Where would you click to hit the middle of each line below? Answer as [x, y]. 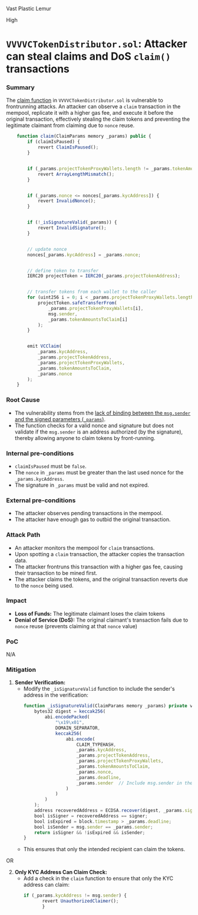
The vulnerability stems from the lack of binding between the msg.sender [103, 413]
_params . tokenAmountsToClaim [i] [88, 319]
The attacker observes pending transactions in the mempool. [89, 513]
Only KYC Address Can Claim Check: [61, 872]
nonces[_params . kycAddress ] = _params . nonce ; [84, 255]
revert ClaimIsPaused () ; [68, 147]
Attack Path [23, 535]
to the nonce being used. [44, 586]
